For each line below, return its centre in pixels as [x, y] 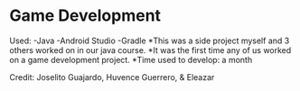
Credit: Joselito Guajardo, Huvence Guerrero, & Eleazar [112, 77]
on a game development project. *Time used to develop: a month [131, 59]
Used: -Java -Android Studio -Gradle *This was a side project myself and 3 [150, 41]
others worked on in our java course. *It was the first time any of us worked [150, 50]
